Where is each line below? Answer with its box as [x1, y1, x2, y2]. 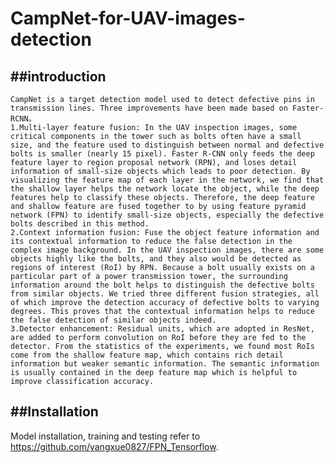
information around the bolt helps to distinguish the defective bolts [10, 280, 315, 290]
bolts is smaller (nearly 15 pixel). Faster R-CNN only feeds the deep [10, 149, 315, 159]
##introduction [10, 68, 107, 85]
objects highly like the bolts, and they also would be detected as [10, 254, 302, 264]
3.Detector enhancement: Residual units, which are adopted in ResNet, [10, 324, 315, 334]
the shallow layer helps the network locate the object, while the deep [10, 184, 320, 194]
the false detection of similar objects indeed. [10, 315, 217, 325]
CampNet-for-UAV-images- [10, 7, 246, 30]
